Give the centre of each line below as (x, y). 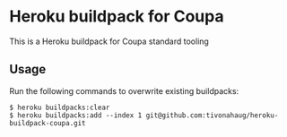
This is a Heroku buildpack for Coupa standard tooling (109, 41)
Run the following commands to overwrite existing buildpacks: (124, 90)
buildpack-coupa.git (48, 123)
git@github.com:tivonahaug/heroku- (212, 115)
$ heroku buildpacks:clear (60, 107)
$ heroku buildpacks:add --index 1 (76, 115)
